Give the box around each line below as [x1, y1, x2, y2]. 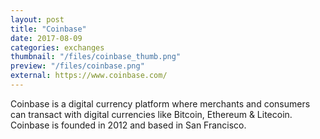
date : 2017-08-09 [10, 33, 83, 43]
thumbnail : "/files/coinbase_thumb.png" [10, 52, 182, 62]
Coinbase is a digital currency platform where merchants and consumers [10, 97, 311, 110]
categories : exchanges [10, 42, 105, 53]
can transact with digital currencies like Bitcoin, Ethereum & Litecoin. [10, 108, 293, 120]
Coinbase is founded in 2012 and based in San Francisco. [10, 119, 247, 131]
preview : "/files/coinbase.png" [10, 61, 145, 71]
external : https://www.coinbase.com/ [10, 71, 168, 81]
